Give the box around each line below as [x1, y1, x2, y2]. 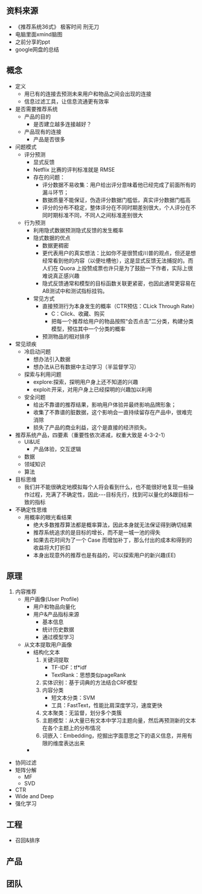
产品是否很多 [33, 135, 65, 143]
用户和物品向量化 [33, 603, 76, 611]
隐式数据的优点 [33, 234, 71, 241]
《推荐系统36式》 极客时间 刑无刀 [15, 23, 100, 30]
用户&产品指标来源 [33, 611, 80, 618]
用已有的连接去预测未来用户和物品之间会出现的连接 [24, 90, 152, 97]
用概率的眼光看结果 [24, 513, 73, 520]
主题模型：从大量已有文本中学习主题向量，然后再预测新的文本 [42, 717, 197, 724]
